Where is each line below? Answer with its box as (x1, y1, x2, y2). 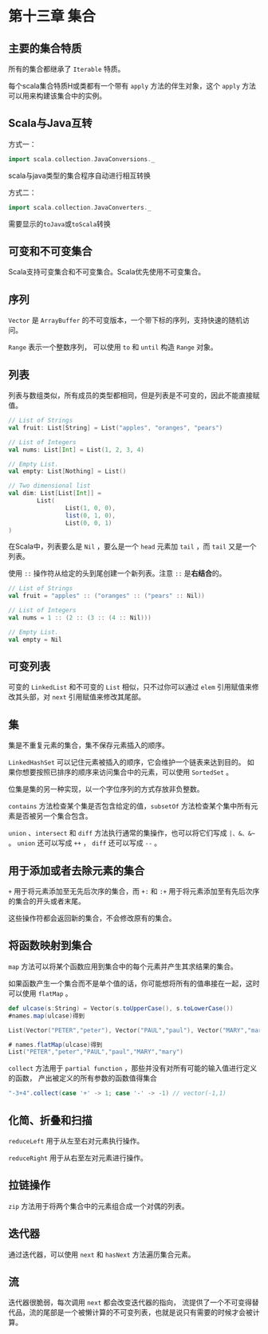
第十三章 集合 (8, 7, 96, 26)
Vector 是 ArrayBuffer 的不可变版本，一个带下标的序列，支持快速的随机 (8, 316, 243, 325)
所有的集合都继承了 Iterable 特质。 (8, 65, 125, 73)
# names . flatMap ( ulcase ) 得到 (8, 1041, 103, 1049)
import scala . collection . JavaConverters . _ (8, 203, 152, 211)
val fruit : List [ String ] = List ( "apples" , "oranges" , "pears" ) (8, 423, 223, 431)
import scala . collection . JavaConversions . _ (8, 155, 156, 163)
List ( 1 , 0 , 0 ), (65, 504, 116, 512)
